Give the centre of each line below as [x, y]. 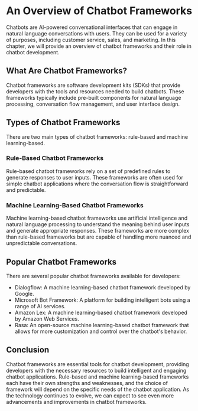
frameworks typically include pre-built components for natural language [94, 97]
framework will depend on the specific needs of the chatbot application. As [98, 389]
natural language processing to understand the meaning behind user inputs [98, 224]
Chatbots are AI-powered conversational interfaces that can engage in [92, 27]
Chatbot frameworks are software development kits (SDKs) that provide [93, 85]
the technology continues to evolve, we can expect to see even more [90, 395]
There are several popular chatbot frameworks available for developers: [94, 276]
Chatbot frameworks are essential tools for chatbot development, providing [98, 364]
